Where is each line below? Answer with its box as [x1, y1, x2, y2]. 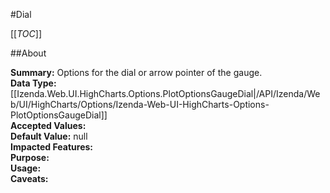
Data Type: [10, 77, 57, 89]
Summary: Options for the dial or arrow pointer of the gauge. [10, 67, 263, 78]
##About [10, 47, 47, 59]
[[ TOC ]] [10, 28, 42, 39]
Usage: [10, 162, 42, 174]
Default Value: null [10, 130, 88, 142]
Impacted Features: [10, 141, 93, 153]
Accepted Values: [10, 120, 87, 131]
